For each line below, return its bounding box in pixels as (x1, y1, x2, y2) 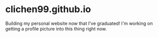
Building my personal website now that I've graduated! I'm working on (5, 20, 153, 26)
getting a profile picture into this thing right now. (5, 25, 107, 31)
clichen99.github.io (5, 4, 91, 15)
